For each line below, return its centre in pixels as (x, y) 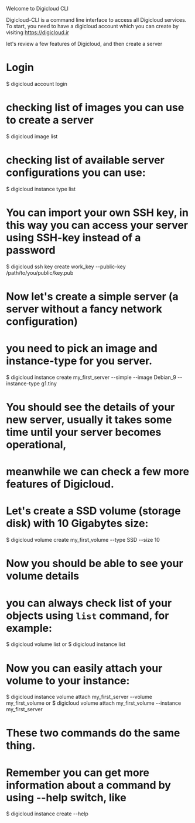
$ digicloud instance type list (41, 189)
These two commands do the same (93, 733)
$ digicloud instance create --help (47, 814)
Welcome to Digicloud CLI (37, 9)
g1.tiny (49, 383)
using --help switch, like (66, 797)
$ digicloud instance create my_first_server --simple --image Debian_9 (91, 377)
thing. (21, 746)
